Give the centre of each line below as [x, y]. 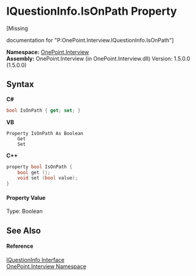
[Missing [17, 28]
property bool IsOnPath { [39, 167]
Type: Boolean [24, 211]
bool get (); [34, 172]
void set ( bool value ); [48, 178]
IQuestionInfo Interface [36, 259]
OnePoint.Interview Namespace [47, 266]
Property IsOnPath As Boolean [45, 133]
